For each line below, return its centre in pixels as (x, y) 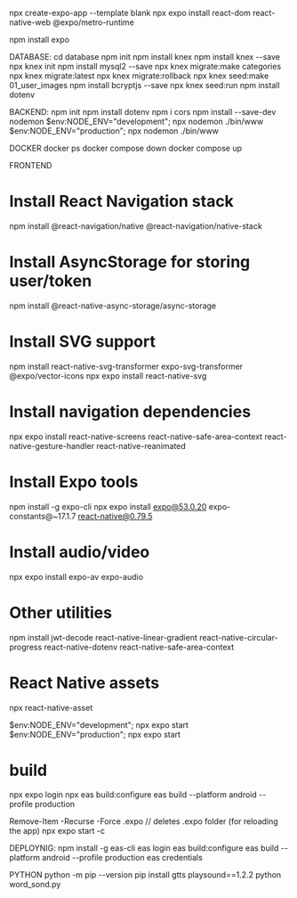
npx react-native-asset (51, 707)
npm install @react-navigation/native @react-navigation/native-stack (136, 225)
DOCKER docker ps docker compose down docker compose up (126, 148)
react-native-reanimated (141, 445)
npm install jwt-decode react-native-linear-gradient (104, 637)
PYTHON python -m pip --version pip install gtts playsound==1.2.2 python (145, 875)
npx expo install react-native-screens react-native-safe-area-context (136, 437)
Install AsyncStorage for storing (130, 262)
